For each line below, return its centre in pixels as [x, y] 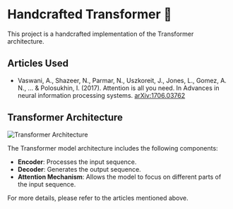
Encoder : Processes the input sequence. [77, 162]
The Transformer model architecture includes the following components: [113, 148]
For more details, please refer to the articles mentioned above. [98, 198]
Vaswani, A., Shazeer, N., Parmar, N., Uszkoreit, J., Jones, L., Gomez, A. [122, 80]
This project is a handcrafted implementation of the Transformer [101, 34]
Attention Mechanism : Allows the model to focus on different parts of [119, 177]
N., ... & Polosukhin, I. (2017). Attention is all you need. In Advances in [118, 88]
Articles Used [38, 64]
